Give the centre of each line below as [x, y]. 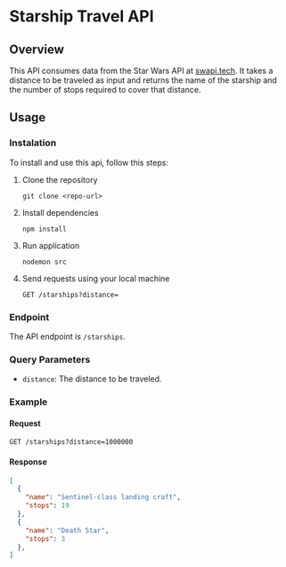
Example [29, 402]
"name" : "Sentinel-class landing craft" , [103, 497]
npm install [44, 229]
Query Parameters [50, 359]
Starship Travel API [82, 16]
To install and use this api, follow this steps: [89, 162]
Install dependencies [61, 212]
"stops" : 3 [45, 538]
